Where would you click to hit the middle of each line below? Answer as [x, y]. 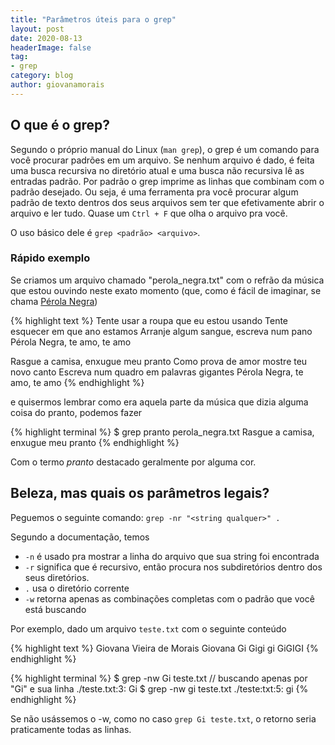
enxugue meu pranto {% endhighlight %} [95, 442]
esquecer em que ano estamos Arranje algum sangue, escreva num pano [161, 331]
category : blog [42, 76]
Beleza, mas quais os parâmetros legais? [140, 493]
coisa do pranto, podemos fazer [76, 412]
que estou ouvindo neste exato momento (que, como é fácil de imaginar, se [166, 290]
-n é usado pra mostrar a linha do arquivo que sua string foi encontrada [172, 556]
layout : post [37, 29]
